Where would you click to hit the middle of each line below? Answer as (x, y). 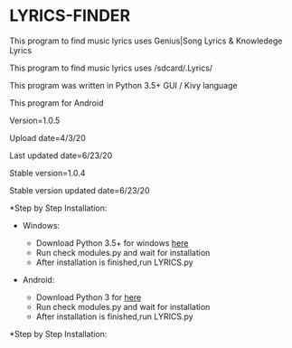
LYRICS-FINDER (70, 16)
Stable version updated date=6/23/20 (80, 190)
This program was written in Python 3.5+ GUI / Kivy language (123, 85)
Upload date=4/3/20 (47, 137)
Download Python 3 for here (89, 297)
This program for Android (57, 103)
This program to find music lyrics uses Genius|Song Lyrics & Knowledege (146, 41)
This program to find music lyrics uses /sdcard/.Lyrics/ (111, 68)
